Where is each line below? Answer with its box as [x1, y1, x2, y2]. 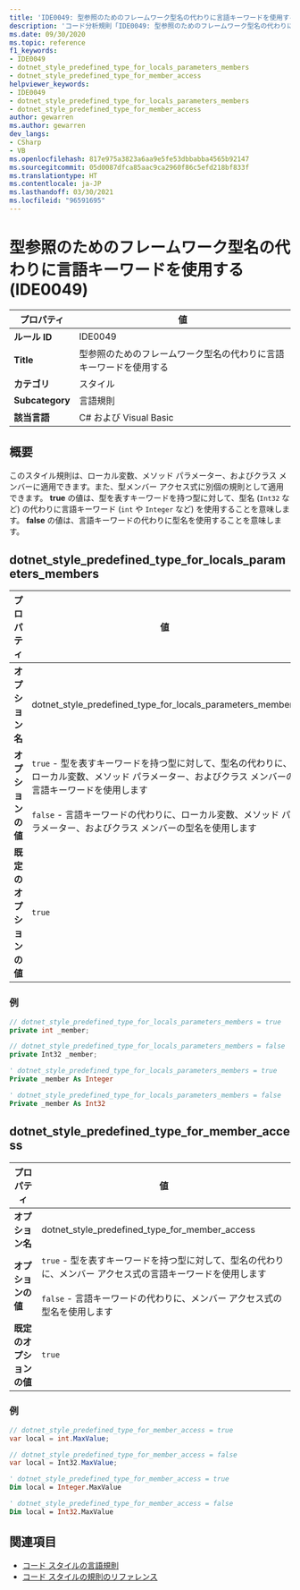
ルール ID [13, 330, 53, 343]
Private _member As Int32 [9, 1099, 105, 1108]
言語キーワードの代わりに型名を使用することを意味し [78, 514, 274, 525]
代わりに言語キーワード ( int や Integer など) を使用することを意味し [29, 503, 283, 514]
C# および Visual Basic [79, 411, 174, 423]
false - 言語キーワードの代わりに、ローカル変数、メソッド [31, 809, 279, 821]
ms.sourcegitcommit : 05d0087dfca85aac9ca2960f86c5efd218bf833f [9, 163, 250, 172]
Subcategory [13, 394, 71, 406]
